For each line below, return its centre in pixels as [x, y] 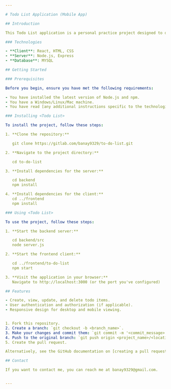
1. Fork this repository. [33, 323]
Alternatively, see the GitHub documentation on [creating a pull [77, 351]
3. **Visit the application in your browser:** [57, 277]
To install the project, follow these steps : [54, 125]
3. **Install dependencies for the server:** [54, 171]
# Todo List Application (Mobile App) [46, 14]
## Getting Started [26, 70]
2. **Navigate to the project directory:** [52, 153]
